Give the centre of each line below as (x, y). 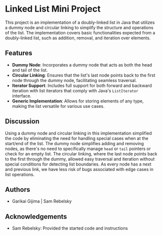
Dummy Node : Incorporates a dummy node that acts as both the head (82, 65)
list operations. (20, 174)
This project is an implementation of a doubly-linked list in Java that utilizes (80, 22)
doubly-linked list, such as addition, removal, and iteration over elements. (78, 38)
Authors (18, 190)
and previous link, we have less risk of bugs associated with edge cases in (79, 169)
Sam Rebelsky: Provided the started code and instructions (70, 228)
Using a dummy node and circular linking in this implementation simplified (79, 133)
